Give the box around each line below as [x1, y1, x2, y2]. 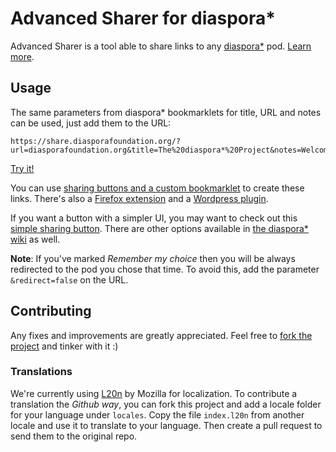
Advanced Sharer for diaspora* [10, 7, 276, 30]
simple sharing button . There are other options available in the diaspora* [10, 222, 309, 234]
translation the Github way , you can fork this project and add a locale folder [10, 398, 322, 410]
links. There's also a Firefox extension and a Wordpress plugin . [10, 192, 269, 204]
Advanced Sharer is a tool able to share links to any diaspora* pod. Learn [10, 40, 312, 52]
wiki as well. [10, 233, 61, 245]
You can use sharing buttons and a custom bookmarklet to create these [10, 182, 305, 194]
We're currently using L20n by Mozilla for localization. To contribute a [10, 387, 298, 399]
